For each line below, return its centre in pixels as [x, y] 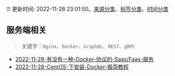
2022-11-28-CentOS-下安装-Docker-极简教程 [72, 67]
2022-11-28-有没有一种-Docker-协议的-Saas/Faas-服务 [84, 59]
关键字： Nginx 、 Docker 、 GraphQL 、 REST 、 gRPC [78, 46]
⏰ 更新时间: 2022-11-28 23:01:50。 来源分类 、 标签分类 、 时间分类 [87, 9]
